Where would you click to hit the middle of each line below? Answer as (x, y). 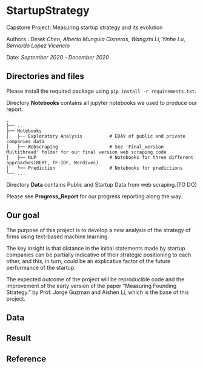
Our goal (23, 216)
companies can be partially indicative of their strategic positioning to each (99, 255)
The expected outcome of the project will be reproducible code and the (95, 279)
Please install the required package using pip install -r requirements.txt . (101, 91)
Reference (26, 359)
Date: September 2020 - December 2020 (58, 57)
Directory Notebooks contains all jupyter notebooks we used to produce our (101, 102)
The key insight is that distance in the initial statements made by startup (96, 248)
